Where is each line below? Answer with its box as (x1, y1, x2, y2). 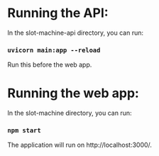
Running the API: (7, 5, 109, 21)
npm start (7, 126, 41, 135)
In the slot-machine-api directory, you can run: (7, 28, 144, 37)
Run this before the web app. (7, 60, 92, 69)
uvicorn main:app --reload (7, 46, 101, 54)
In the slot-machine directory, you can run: (7, 108, 132, 118)
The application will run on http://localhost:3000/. (7, 140, 153, 150)
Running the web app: (7, 85, 140, 101)
